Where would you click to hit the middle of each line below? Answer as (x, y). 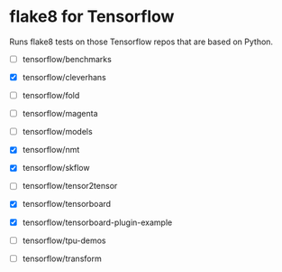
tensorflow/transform (62, 258)
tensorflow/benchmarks (67, 59)
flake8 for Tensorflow (92, 17)
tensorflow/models (57, 132)
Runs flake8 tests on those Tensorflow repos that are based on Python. (141, 42)
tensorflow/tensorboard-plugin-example (97, 222)
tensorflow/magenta (60, 114)
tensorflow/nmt (51, 150)
